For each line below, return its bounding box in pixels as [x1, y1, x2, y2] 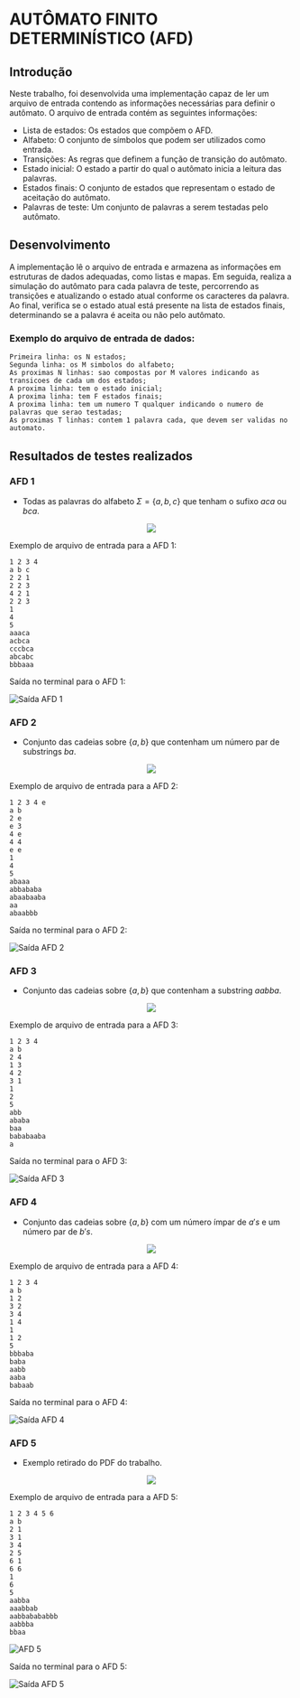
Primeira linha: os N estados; [9, 352, 127, 361]
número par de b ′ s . [22, 1225, 93, 1237]
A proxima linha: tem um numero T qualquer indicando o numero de [9, 400, 264, 409]
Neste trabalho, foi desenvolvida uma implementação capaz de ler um [9, 89, 269, 99]
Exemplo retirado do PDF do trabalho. [22, 1457, 162, 1468]
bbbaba [9, 1349, 34, 1358]
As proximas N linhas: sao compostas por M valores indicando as [9, 369, 259, 378]
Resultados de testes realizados [9, 448, 194, 464]
